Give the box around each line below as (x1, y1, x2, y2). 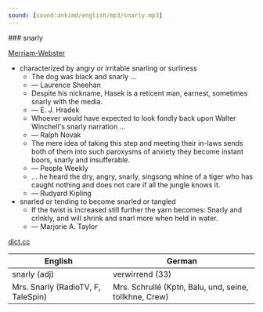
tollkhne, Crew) (113, 291, 169, 302)
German (167, 256, 198, 267)
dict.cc (8, 237, 31, 246)
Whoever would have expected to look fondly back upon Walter (31, 113, 236, 122)
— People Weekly (31, 163, 88, 172)
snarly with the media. (31, 96, 103, 106)
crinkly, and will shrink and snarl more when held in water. (31, 213, 218, 223)
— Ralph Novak (31, 130, 81, 140)
